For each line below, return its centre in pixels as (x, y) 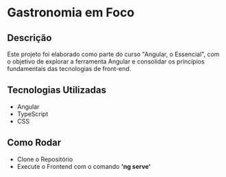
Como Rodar (34, 142)
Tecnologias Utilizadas (57, 90)
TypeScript (33, 113)
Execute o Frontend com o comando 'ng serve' (84, 166)
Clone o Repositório (45, 159)
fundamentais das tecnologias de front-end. (69, 69)
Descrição (29, 38)
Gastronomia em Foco (71, 13)
